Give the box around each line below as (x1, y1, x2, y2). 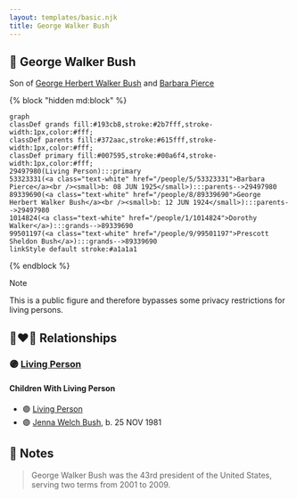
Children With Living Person (9, 383, 116, 394)
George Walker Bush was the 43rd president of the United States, (30, 470, 272, 480)
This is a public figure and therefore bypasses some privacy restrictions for (9, 295, 285, 306)
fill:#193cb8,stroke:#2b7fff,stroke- (72, 120, 214, 129)
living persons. (9, 305, 64, 315)
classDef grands (9, 120, 70, 129)
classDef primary (9, 151, 74, 160)
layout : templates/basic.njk (9, 12, 118, 22)
